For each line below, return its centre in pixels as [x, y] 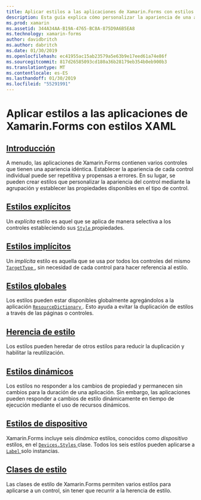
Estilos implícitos [39, 247]
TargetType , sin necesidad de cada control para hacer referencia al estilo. [97, 267]
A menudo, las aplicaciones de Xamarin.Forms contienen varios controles [97, 163]
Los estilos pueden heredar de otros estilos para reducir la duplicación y [95, 346]
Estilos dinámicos [40, 371]
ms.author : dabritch [32, 45]
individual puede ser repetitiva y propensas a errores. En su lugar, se [91, 175]
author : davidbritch [32, 39]
